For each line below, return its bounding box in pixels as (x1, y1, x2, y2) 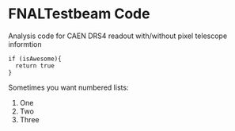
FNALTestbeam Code (8, 5, 150, 23)
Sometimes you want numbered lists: (8, 83, 129, 92)
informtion (8, 39, 42, 48)
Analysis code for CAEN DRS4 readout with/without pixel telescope (8, 31, 228, 40)
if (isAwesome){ (8, 55, 62, 63)
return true (15, 61, 55, 70)
